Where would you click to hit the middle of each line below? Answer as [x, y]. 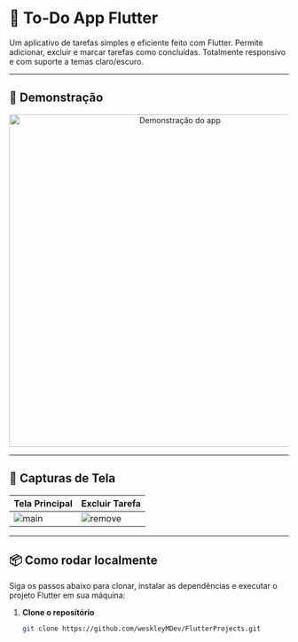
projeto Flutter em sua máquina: [67, 595]
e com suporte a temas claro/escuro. [77, 61]
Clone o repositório [58, 613]
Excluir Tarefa [111, 503]
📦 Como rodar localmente [83, 560]
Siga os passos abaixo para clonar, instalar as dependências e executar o [143, 586]
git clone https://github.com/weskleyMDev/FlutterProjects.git [141, 629]
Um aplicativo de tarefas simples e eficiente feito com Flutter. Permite [136, 43]
